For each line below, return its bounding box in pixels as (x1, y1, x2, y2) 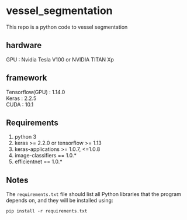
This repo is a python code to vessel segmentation (6, 23, 128, 30)
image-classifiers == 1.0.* (14, 152, 77, 159)
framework (6, 73, 47, 83)
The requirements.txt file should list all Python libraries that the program (6, 191, 181, 198)
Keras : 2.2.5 (6, 95, 37, 102)
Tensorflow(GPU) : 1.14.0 (6, 88, 65, 95)
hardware (6, 40, 42, 50)
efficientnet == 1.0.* (14, 158, 63, 165)
